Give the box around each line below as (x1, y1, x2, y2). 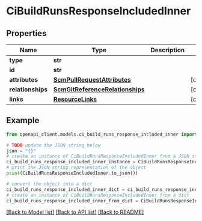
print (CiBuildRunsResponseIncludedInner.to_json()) (6, 170, 138, 177)
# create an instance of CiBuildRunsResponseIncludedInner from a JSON (6, 153, 189, 160)
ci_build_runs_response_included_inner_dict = (6, 186, 125, 193)
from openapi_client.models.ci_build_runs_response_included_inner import (6, 131, 198, 138)
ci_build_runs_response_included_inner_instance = (6, 159, 136, 165)
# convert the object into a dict (6, 181, 93, 187)
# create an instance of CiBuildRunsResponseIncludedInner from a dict (6, 192, 189, 198)
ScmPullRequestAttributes (53, 76, 131, 83)
